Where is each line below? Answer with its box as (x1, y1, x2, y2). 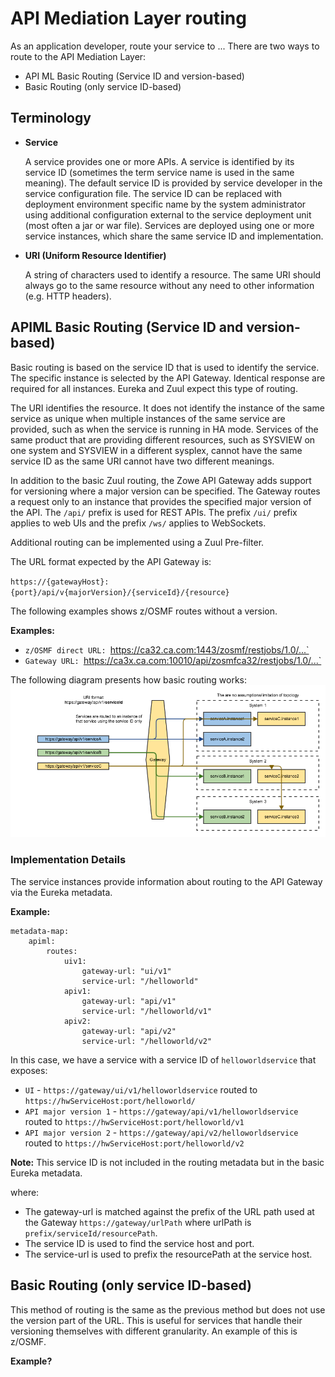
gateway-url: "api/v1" (81, 996, 177, 1006)
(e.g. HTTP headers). (24, 290, 112, 302)
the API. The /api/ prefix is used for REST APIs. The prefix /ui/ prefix (10, 506, 298, 518)
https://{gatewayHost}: (10, 577, 110, 587)
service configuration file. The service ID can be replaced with (24, 187, 282, 199)
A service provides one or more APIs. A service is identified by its (24, 155, 295, 167)
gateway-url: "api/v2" (81, 1026, 177, 1036)
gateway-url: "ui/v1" (81, 966, 172, 976)
